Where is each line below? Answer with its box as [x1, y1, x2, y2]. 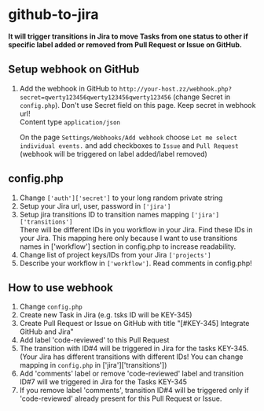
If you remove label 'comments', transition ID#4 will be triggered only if [19, 386, 249, 395]
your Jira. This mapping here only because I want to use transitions [19, 233, 238, 243]
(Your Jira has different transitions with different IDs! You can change [19, 352, 244, 361]
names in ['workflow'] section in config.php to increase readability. [19, 242, 236, 251]
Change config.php [19, 302, 82, 312]
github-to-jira [8, 6, 99, 24]
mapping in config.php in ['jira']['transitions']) [19, 361, 167, 370]
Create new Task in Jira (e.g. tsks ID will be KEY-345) [19, 310, 192, 320]
